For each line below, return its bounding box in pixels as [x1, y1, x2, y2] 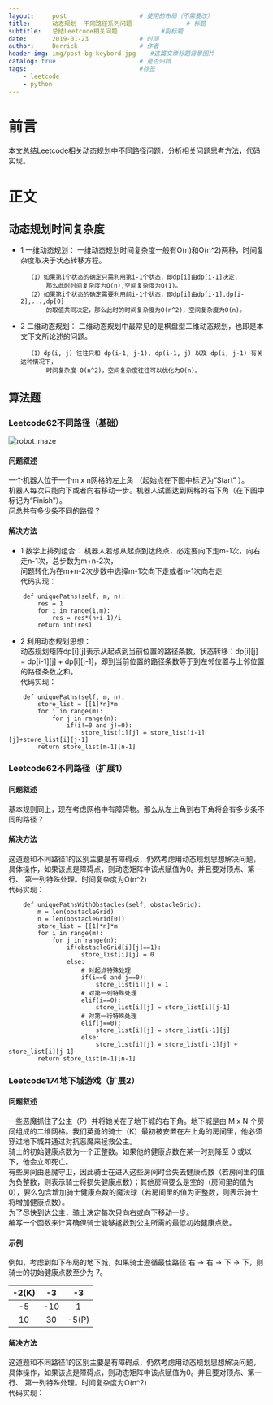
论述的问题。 [48, 332, 92, 341]
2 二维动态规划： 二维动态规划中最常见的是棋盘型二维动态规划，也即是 [19, 322, 258, 332]
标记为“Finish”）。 [8, 496, 67, 505]
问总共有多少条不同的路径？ [8, 505, 102, 516]
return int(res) [37, 621, 93, 629]
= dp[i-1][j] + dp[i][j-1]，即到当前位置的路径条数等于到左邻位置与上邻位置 [19, 656, 265, 666]
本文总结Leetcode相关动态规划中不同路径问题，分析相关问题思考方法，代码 [8, 145, 261, 155]
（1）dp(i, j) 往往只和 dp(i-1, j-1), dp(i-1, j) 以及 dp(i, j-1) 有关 [28, 349, 263, 358]
